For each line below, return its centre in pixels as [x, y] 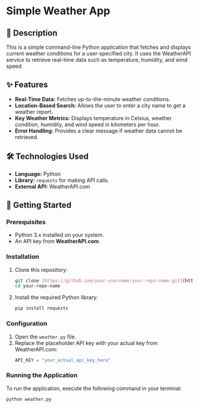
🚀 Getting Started [39, 205]
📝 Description [32, 33]
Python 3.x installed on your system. [59, 235]
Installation [23, 257]
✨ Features [27, 85]
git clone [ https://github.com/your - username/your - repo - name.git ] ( [100, 281]
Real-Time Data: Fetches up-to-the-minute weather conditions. [92, 99]
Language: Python [38, 174]
